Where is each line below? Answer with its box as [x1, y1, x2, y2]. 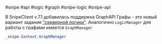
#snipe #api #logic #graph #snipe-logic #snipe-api [5, 4, 111, 10]
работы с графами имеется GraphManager [5, 24, 93, 30]
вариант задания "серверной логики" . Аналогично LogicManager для [5, 19, 151, 25]
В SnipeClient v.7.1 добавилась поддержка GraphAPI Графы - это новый [5, 14, 157, 19]
